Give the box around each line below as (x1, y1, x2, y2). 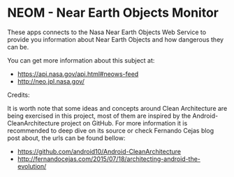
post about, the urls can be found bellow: (7, 134, 126, 142)
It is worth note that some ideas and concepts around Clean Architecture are (7, 104, 228, 112)
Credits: (7, 91, 30, 99)
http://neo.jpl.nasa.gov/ (17, 77, 85, 85)
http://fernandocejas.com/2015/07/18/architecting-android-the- (17, 155, 201, 163)
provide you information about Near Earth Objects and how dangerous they (7, 35, 224, 43)
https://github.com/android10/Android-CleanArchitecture (17, 147, 182, 155)
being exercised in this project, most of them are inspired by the (7, 111, 191, 120)
